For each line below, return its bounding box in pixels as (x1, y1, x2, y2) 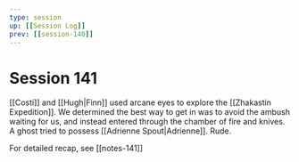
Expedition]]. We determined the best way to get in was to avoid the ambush (9, 107, 290, 117)
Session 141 (9, 68, 98, 88)
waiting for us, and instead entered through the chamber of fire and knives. (9, 117, 286, 127)
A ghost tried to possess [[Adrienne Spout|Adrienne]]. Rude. (9, 126, 232, 136)
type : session (9, 12, 62, 22)
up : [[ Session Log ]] (9, 21, 87, 30)
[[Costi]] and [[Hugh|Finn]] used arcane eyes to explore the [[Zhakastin (9, 97, 272, 108)
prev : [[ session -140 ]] (9, 29, 94, 38)
